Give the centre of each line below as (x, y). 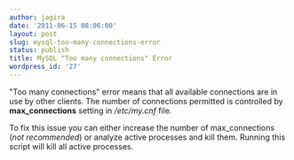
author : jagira (37, 17)
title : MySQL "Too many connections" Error (91, 58)
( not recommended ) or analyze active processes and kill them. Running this (147, 137)
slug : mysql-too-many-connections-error (85, 42)
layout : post (33, 34)
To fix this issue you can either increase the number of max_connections (142, 127)
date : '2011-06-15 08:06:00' (63, 26)
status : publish (39, 50)
